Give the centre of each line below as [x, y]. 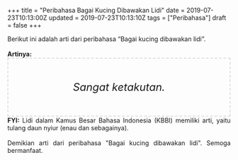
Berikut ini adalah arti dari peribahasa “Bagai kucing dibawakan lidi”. [107, 39]
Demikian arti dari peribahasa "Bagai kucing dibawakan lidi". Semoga [119, 143]
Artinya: [19, 54]
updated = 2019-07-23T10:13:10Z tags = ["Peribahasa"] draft [137, 18]
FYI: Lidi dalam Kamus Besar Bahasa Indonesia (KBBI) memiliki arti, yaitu [119, 120]
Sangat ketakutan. [119, 87]
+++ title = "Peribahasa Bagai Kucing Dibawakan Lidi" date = [96, 10]
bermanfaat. [25, 150]
